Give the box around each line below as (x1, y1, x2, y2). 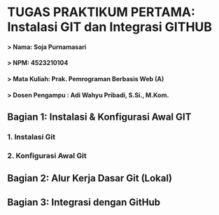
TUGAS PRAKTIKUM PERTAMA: (7, 4, 196, 20)
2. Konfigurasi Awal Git (7, 151, 87, 160)
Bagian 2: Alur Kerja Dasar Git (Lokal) (7, 172, 173, 184)
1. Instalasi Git (7, 132, 56, 141)
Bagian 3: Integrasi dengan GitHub (7, 196, 161, 208)
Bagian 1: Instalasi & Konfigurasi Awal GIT (7, 111, 192, 123)
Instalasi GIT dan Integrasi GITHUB (7, 19, 212, 35)
